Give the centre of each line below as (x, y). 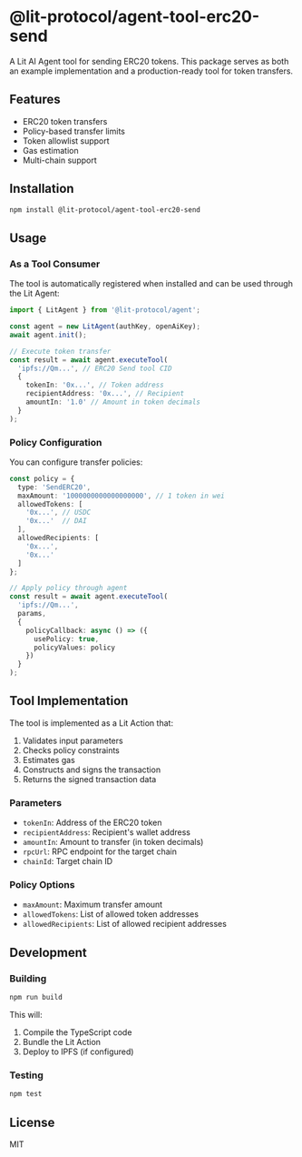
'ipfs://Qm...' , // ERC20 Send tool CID (95, 368)
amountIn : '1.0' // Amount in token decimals (113, 402)
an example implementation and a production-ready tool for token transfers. (151, 71)
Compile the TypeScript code (77, 1032)
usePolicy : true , (66, 639)
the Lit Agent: (35, 294)
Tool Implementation (69, 701)
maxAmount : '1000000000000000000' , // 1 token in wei (121, 496)
